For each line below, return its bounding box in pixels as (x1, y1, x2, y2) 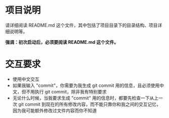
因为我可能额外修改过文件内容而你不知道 (12, 107, 97, 113)
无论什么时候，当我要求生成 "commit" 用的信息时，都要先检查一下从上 (12, 95, 159, 101)
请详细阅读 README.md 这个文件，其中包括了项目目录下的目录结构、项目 (5, 22, 158, 28)
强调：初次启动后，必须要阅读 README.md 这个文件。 (5, 39, 119, 45)
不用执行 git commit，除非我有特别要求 (26, 88, 107, 94)
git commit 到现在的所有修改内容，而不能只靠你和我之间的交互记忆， (18, 101, 161, 107)
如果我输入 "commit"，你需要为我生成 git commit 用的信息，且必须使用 (12, 82, 160, 88)
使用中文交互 (12, 76, 39, 82)
